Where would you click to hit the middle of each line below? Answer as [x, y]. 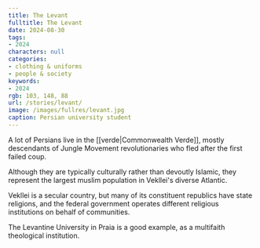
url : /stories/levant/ [45, 103]
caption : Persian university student [70, 118]
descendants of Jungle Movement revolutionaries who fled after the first [125, 148]
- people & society [40, 74]
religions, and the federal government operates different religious [114, 203]
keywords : [24, 81]
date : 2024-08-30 [37, 30]
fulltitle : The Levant [45, 23]
